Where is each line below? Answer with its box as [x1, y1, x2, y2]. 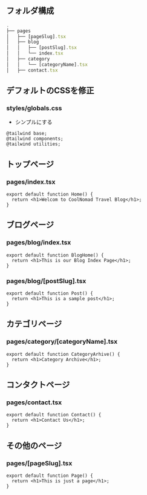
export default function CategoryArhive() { [6, 351, 120, 357]
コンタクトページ [6, 380, 70, 390]
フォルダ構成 [6, 5, 54, 16]
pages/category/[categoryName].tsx [6, 338, 118, 346]
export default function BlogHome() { [6, 252, 104, 258]
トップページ [6, 159, 54, 169]
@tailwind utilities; [6, 141, 61, 147]
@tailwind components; [6, 136, 64, 142]
